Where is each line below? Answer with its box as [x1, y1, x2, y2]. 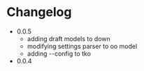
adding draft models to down [27, 34, 111, 42]
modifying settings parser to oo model [27, 42, 138, 50]
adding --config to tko [27, 49, 92, 58]
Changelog [6, 4, 72, 20]
